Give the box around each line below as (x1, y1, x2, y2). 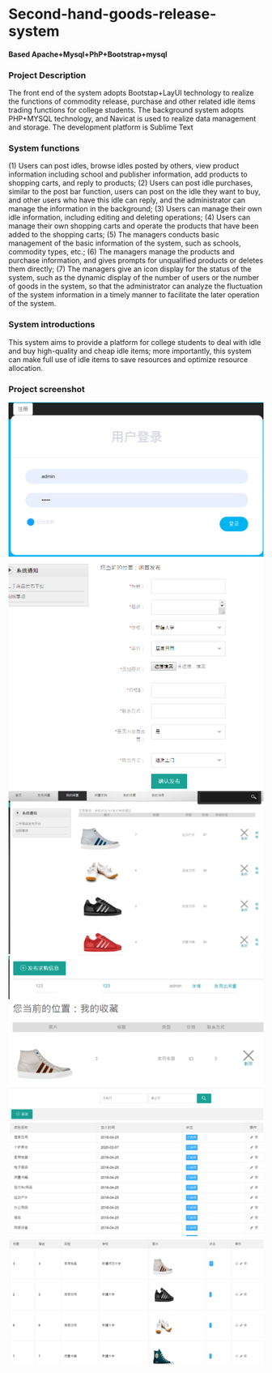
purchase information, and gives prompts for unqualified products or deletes (8, 256, 264, 266)
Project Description (8, 70, 87, 81)
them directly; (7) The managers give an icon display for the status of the (8, 264, 253, 274)
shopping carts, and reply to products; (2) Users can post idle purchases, (8, 178, 253, 188)
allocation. (8, 363, 43, 373)
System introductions (8, 319, 96, 330)
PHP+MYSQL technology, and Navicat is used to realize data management (8, 114, 257, 124)
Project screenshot (8, 383, 85, 394)
